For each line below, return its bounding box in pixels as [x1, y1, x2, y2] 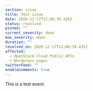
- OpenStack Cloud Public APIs [9, 53, 75, 59]
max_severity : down [5, 35, 46, 40]
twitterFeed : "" [5, 63, 39, 68]
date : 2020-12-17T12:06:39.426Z [5, 16, 72, 21]
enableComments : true [5, 68, 50, 73]
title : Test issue [5, 12, 43, 17]
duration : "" [5, 40, 32, 45]
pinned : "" [5, 26, 28, 31]
